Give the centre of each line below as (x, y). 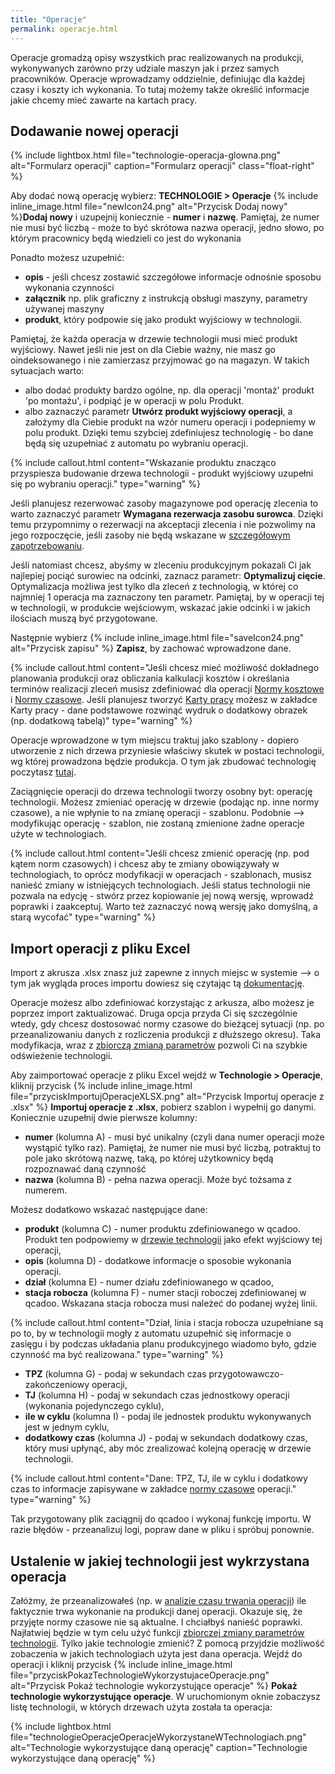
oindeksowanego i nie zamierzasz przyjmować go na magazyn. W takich (160, 360)
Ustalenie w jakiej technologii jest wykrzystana (160, 1561)
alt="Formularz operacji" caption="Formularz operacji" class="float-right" (162, 166)
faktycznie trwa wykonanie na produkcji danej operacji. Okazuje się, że (156, 1611)
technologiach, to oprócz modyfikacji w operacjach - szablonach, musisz (161, 875)
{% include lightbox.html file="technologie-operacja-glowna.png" (146, 155)
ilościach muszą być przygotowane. (84, 618)
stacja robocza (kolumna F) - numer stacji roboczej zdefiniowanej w (165, 1293)
